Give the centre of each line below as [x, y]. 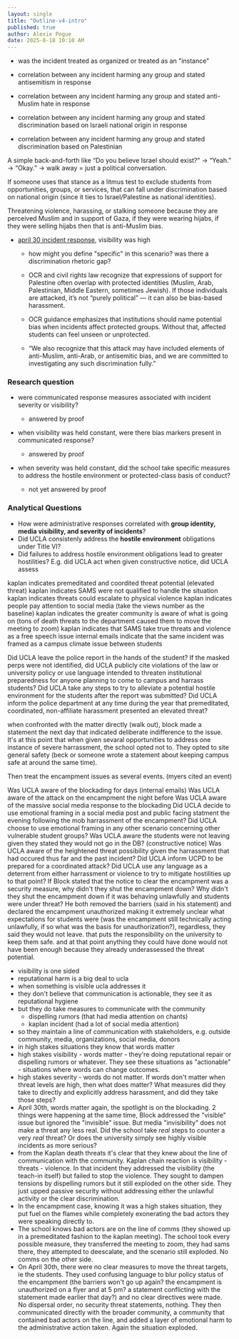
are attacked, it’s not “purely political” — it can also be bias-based [125, 298]
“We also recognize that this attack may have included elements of [126, 348]
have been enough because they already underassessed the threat [106, 949]
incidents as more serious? [57, 1145]
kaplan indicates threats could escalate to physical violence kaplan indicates [120, 598]
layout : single [30, 14]
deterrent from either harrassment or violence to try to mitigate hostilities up [119, 873]
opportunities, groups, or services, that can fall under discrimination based [117, 189]
